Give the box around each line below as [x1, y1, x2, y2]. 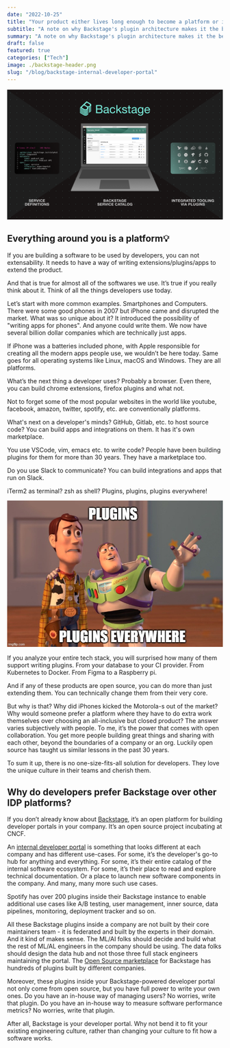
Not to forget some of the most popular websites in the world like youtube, [7, 397, 217, 405]
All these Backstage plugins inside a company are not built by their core [7, 921, 209, 929]
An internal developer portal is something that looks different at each [7, 843, 201, 852]
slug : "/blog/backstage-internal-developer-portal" [7, 68, 157, 75]
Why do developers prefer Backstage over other [7, 786, 217, 797]
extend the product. [7, 266, 63, 274]
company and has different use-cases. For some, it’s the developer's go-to [7, 850, 218, 858]
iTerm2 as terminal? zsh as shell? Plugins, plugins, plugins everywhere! [7, 487, 207, 495]
